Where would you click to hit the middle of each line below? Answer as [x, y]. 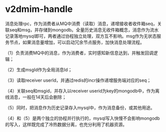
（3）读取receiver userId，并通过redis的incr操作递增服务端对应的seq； [78, 80]
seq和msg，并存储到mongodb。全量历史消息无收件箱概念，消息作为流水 [84, 30]
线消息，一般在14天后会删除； [36, 97]
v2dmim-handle [39, 9]
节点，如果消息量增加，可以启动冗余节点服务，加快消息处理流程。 [77, 42]
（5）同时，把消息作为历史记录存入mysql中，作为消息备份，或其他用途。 [80, 108]
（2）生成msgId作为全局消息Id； [39, 69]
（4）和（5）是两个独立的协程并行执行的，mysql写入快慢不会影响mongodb [83, 118]
